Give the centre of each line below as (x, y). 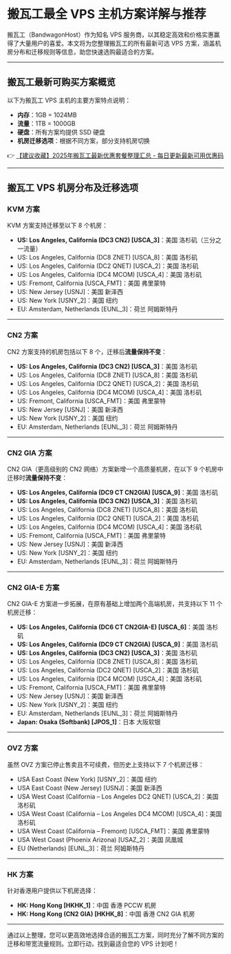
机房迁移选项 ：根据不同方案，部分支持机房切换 (83, 140)
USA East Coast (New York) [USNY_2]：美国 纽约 (87, 779)
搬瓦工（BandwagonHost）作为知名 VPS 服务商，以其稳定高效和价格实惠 (111, 35)
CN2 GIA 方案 (30, 453)
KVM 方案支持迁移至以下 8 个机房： (58, 226)
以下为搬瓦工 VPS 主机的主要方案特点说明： (69, 100)
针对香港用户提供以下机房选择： (52, 890)
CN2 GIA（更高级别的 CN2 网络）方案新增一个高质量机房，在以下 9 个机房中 (115, 469)
